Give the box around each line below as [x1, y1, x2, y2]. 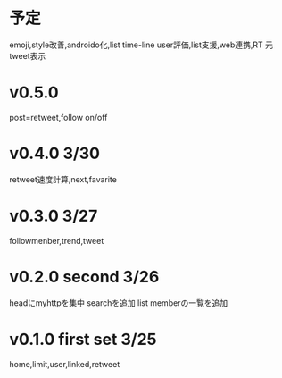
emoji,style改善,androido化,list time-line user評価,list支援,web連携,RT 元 [9, 39, 274, 50]
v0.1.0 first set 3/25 [9, 329, 157, 349]
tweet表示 [9, 50, 46, 61]
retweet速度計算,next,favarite [9, 173, 118, 184]
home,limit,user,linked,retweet [9, 358, 120, 369]
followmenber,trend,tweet [9, 235, 104, 246]
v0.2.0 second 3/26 [9, 266, 160, 287]
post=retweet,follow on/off [9, 112, 108, 122]
